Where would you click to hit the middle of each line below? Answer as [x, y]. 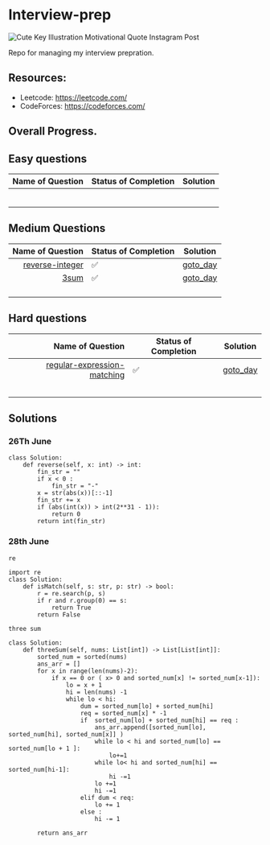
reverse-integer [53, 265]
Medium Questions [57, 228]
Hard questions [47, 318]
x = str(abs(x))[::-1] [75, 493]
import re [25, 572]
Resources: [37, 78]
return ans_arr [63, 833]
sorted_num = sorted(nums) [82, 657]
